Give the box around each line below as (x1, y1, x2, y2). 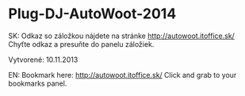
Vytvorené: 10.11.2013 (8, 55, 78, 64)
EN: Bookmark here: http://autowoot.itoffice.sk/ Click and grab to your (8, 70, 237, 79)
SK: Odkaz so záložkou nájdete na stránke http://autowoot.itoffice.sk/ (8, 31, 235, 40)
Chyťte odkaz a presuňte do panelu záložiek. (8, 39, 155, 48)
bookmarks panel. (8, 79, 67, 88)
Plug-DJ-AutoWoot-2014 (8, 5, 177, 23)
